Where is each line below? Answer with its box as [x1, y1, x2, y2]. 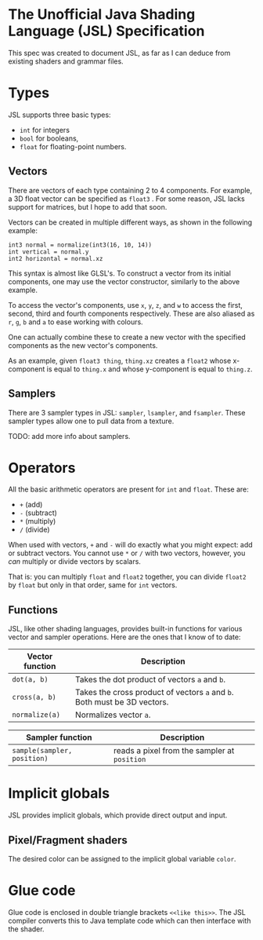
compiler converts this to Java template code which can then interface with [8, 916, 251, 925]
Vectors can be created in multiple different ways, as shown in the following [8, 218, 253, 227]
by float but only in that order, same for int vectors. [8, 580, 178, 590]
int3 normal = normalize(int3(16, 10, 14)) [8, 241, 153, 249]
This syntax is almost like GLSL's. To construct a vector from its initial [8, 269, 231, 278]
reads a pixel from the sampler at [113, 745, 235, 756]
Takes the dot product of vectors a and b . [75, 674, 225, 685]
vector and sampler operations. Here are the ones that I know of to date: [8, 632, 241, 642]
